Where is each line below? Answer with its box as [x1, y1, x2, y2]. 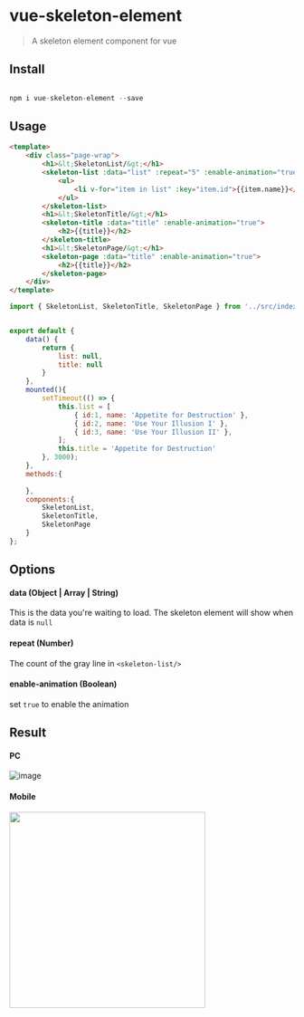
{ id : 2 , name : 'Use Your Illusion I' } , [73, 418, 229, 428]
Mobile [9, 792, 36, 801]
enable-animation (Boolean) [9, 678, 118, 689]
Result [9, 725, 47, 741]
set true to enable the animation [9, 698, 129, 709]
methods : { [25, 469, 63, 478]
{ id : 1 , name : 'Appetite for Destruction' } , [73, 410, 249, 419]
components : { [25, 494, 75, 504]
